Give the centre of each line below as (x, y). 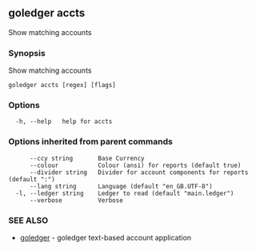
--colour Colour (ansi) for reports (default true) (135, 165)
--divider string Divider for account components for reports (139, 172)
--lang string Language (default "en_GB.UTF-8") (121, 186)
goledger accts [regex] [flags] (62, 85)
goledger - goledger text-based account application (106, 238)
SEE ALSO (28, 220)
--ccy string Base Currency (87, 158)
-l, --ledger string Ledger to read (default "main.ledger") (125, 193)
